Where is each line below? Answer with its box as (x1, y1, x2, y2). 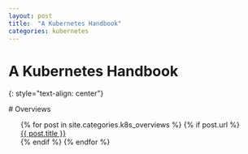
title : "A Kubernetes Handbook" (8, 19, 122, 28)
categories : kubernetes (8, 27, 89, 35)
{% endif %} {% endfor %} (20, 137, 111, 147)
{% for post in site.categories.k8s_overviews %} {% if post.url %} (20, 120, 240, 130)
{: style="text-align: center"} (8, 88, 104, 98)
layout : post (8, 11, 53, 20)
